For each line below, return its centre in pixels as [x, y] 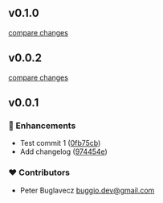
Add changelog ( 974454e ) [64, 151]
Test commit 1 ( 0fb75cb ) [60, 143]
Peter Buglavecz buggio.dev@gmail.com [87, 190]
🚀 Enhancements [42, 126]
